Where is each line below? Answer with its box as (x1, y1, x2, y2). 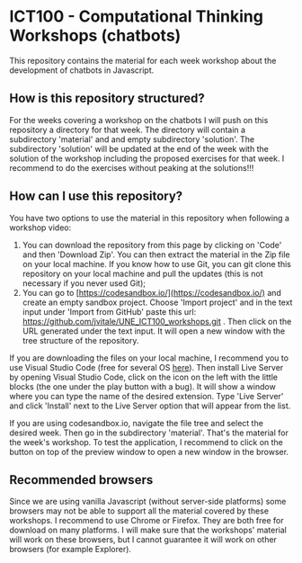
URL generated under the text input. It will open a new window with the (22, 326, 286, 336)
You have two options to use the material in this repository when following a (9, 212, 290, 223)
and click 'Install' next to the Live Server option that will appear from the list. (9, 400, 291, 411)
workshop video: (9, 222, 72, 233)
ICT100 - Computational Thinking (9, 6, 263, 27)
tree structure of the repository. (22, 335, 139, 345)
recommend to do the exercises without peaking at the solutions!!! (9, 162, 254, 173)
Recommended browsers (9, 472, 154, 487)
